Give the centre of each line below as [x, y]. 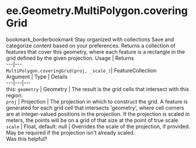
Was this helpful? [27, 139]
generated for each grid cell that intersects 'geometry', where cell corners [95, 108]
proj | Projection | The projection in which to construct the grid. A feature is [97, 101]
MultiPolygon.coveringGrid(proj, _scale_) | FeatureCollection [81, 70]
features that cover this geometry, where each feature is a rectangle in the [96, 51]
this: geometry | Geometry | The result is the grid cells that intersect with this [97, 89]
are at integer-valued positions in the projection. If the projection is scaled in [98, 114]
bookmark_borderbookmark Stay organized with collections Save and [90, 39]
